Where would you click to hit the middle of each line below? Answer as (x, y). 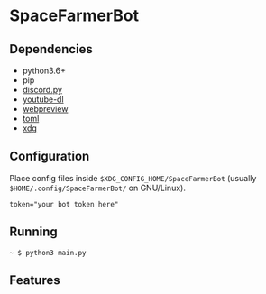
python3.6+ (44, 70)
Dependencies (51, 49)
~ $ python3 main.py (48, 253)
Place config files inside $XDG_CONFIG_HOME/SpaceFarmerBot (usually (133, 178)
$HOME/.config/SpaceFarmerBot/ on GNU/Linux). (98, 188)
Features (35, 280)
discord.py (42, 90)
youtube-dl (43, 99)
